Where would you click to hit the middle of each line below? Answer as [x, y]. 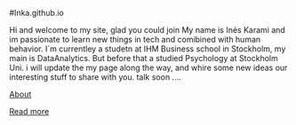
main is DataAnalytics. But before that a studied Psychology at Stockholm [144, 58]
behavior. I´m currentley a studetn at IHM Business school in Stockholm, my [148, 49]
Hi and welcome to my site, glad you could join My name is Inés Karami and [148, 30]
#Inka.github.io [36, 13]
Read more [29, 111]
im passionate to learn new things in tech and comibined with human [135, 39]
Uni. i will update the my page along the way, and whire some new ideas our [148, 67]
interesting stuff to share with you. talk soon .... [95, 77]
